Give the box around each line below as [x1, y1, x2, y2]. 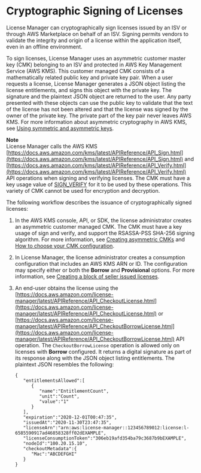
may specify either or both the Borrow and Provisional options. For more [14, 266, 195, 274]
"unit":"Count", [39, 393, 80, 399]
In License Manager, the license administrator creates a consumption [14, 253, 185, 261]
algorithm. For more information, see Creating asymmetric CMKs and [14, 235, 185, 243]
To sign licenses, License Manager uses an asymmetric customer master [6, 54, 186, 62]
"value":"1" [39, 398, 69, 405]
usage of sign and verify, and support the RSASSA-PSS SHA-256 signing [14, 229, 195, 236]
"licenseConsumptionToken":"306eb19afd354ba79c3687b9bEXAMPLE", [23, 435, 187, 441]
